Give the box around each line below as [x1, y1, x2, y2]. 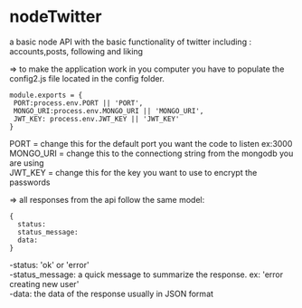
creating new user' [9, 278, 80, 289]
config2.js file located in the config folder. [9, 72, 165, 83]
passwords [9, 177, 51, 188]
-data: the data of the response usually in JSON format [9, 288, 214, 299]
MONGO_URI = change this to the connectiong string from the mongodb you [9, 148, 294, 159]
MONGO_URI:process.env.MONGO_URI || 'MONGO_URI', [13, 106, 204, 115]
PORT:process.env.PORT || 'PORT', [13, 98, 144, 108]
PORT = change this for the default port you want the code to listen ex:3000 [9, 138, 293, 149]
